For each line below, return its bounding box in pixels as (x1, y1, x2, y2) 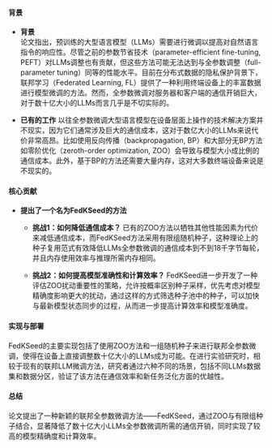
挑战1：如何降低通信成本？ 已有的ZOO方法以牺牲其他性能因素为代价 (32, 223, 259, 233)
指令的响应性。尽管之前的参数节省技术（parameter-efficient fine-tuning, (19, 47, 261, 57)
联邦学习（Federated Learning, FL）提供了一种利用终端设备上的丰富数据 (19, 78, 261, 88)
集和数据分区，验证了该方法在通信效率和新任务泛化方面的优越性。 (8, 371, 228, 381)
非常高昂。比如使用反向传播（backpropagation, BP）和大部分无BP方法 (27, 136, 263, 145)
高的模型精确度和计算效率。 (8, 431, 101, 441)
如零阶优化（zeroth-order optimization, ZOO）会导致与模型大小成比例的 (19, 146, 261, 156)
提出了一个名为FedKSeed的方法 (19, 205, 127, 215)
